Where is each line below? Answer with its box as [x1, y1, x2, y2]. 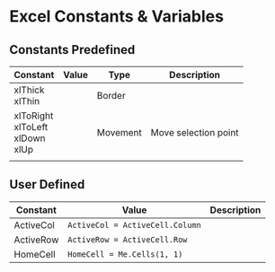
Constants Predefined [9, 42, 136, 57]
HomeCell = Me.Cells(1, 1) [67, 249, 183, 259]
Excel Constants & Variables [9, 6, 225, 27]
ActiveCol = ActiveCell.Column [67, 220, 202, 230]
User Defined [9, 177, 85, 192]
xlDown [13, 132, 47, 145]
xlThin [13, 95, 40, 107]
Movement [96, 127, 142, 138]
